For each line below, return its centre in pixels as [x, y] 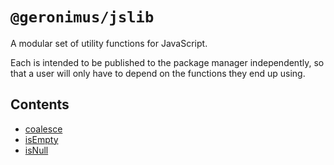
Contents [40, 104]
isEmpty [41, 139]
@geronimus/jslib [82, 17]
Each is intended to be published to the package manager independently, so [167, 62]
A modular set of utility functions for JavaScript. [109, 43]
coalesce [43, 129]
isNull [36, 150]
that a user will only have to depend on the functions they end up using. [158, 73]
